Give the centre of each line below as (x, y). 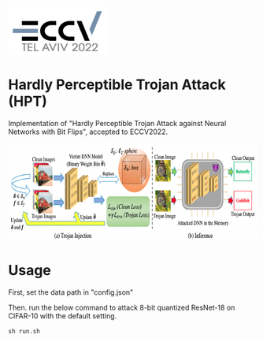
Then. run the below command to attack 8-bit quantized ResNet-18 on (122, 307)
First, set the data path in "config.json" (71, 292)
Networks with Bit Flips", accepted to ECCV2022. (88, 132)
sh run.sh (24, 331)
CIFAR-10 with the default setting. (63, 316)
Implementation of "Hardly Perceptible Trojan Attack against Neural (117, 123)
